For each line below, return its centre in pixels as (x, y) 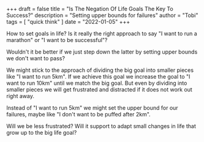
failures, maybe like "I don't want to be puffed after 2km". (79, 114)
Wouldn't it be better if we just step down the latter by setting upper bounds (102, 52)
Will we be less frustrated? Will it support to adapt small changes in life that (101, 126)
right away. (21, 96)
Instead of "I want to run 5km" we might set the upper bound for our (93, 108)
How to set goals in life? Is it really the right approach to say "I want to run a (102, 34)
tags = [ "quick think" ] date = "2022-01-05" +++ (68, 22)
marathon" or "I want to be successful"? (57, 40)
